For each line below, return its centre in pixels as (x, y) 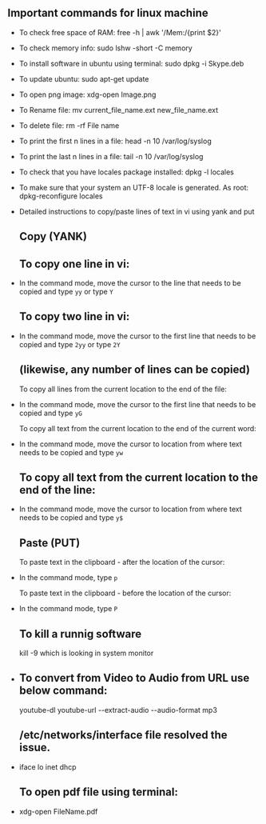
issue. (35, 748)
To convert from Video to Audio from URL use (134, 678)
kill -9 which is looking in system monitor (86, 653)
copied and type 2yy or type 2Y (69, 344)
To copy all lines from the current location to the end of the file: (123, 389)
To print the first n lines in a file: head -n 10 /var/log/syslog (115, 141)
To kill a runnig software (80, 634)
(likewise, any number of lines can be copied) (135, 370)
